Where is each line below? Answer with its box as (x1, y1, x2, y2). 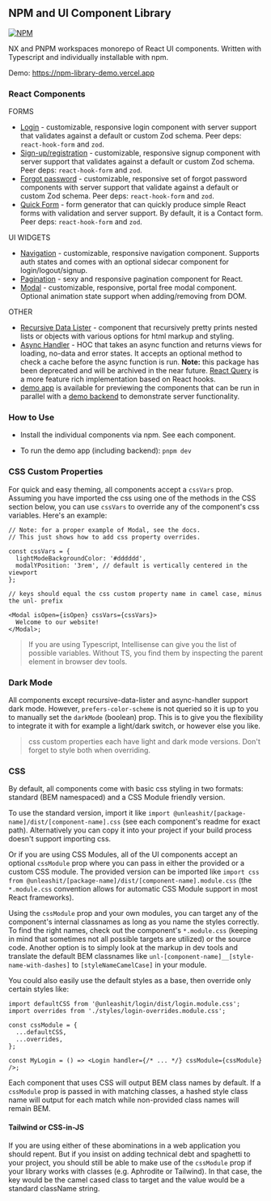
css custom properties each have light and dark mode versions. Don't (28, 737, 260, 746)
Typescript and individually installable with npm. (8, 52, 168, 62)
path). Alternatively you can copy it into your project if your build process (8, 825, 252, 835)
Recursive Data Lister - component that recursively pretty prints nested (19, 323, 258, 333)
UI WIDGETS (8, 232, 51, 242)
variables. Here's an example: (8, 510, 108, 520)
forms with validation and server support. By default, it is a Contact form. (19, 208, 264, 218)
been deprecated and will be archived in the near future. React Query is (19, 366, 259, 376)
